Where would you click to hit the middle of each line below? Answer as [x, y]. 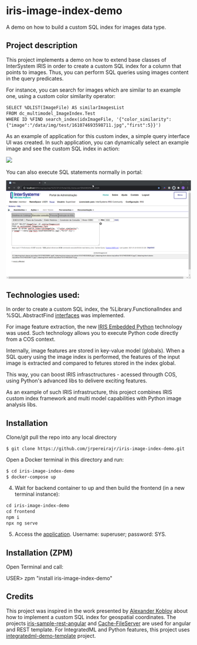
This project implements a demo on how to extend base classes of [86, 59]
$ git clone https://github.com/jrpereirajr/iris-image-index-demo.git [95, 449]
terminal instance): [37, 494]
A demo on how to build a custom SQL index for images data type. [86, 27]
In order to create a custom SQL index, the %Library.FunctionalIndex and [94, 309]
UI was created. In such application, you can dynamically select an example [98, 142]
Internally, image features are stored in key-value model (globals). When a [95, 351]
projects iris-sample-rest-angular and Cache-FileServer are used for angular [98, 623]
